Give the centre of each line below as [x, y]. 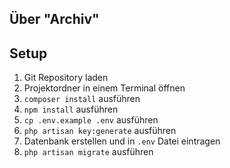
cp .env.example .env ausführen [91, 120]
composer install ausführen [82, 99]
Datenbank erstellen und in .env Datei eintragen [122, 141]
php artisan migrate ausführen [88, 152]
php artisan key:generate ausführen [100, 131]
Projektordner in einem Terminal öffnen [104, 88]
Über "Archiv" [54, 19]
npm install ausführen [71, 109]
